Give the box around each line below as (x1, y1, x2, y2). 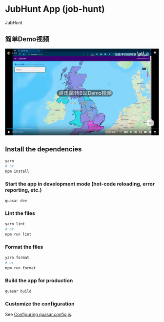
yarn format (5, 255, 29, 260)
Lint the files (5, 209, 35, 216)
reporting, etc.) (5, 186, 42, 193)
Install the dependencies (5, 145, 82, 153)
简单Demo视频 (5, 35, 49, 44)
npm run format (5, 265, 36, 270)
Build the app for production (5, 277, 73, 284)
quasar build (5, 289, 32, 294)
